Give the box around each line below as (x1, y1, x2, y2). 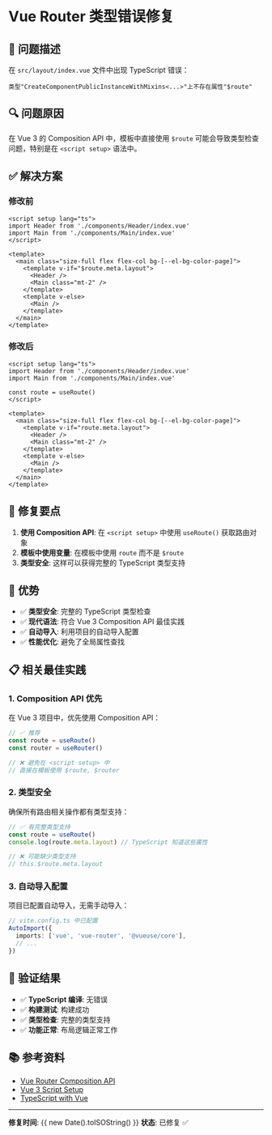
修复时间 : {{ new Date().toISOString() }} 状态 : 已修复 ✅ (8, 1118, 189, 1128)
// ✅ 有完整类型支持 (8, 823, 70, 831)
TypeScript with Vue (19, 1094, 89, 1103)
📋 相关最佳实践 (8, 663, 87, 677)
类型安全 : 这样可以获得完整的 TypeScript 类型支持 (19, 558, 186, 567)
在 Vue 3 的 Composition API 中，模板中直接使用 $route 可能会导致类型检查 (8, 133, 259, 142)
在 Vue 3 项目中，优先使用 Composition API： (8, 713, 161, 723)
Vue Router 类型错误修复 (8, 7, 174, 26)
